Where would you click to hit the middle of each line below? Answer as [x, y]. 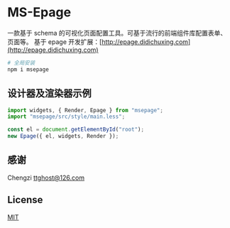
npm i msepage [28, 69]
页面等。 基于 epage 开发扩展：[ [55, 42]
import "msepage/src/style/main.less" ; [66, 117]
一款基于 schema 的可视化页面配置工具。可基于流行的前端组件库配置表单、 [117, 33]
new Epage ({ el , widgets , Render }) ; [63, 136]
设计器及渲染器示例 [49, 93]
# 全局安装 [21, 63]
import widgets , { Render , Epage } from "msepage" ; [85, 110]
